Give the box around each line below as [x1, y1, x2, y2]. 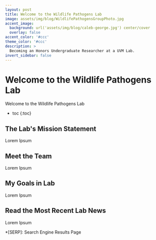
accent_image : [5, 21, 34, 26]
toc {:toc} [12, 110, 32, 116]
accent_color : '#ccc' [5, 35, 50, 40]
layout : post [5, 7, 32, 12]
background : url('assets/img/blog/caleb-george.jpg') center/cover [9, 26, 151, 30]
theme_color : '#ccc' [5, 39, 48, 44]
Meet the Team [5, 152, 52, 160]
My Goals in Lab [5, 179, 55, 187]
